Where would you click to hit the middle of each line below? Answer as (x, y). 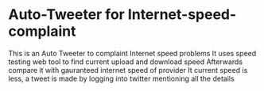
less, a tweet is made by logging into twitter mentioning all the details (121, 78)
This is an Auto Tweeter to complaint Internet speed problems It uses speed (132, 53)
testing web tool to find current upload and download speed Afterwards (126, 62)
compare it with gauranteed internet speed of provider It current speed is (128, 70)
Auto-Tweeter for (66, 15)
